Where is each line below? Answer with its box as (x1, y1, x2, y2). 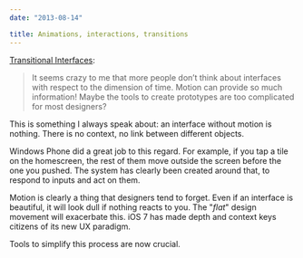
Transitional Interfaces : (9, 54, 95, 65)
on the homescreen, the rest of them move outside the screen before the (9, 155, 282, 166)
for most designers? (31, 100, 107, 111)
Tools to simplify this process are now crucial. (9, 238, 181, 249)
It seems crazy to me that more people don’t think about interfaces (31, 72, 281, 82)
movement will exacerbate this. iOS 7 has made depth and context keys (9, 211, 277, 222)
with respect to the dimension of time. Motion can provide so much (31, 81, 283, 92)
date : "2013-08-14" (9, 13, 83, 23)
